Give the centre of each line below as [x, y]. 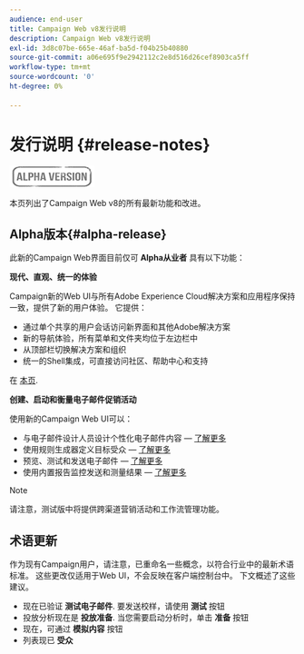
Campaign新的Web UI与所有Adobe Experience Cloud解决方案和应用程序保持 [152, 296]
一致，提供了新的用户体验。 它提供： [78, 308]
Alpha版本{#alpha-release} [88, 234]
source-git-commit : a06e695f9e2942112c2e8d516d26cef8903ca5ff [129, 58]
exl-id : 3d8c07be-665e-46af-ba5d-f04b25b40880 [99, 48]
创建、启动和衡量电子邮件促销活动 [73, 400]
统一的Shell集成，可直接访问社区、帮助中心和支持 [115, 361]
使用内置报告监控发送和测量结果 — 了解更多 [104, 472]
